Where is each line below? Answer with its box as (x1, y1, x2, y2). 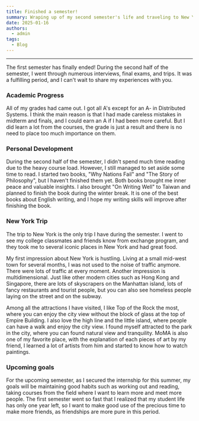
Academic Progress (6, 91, 64, 99)
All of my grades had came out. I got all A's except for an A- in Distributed (6, 105, 185, 112)
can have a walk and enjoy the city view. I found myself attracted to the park (6, 323, 192, 330)
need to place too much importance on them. (6, 130, 117, 137)
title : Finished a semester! (6, 8, 78, 15)
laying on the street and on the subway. (6, 292, 102, 300)
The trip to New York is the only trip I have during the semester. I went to (6, 230, 184, 238)
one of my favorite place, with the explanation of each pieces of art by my (6, 335, 187, 343)
